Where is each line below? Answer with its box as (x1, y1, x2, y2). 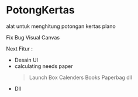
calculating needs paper (14, 62, 73, 70)
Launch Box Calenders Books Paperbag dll (29, 74, 133, 81)
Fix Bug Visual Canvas (6, 34, 60, 41)
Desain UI (14, 56, 39, 63)
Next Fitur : (6, 45, 33, 52)
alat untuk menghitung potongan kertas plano (6, 23, 116, 30)
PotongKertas (6, 3, 75, 17)
